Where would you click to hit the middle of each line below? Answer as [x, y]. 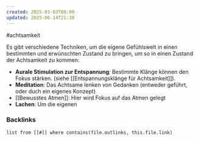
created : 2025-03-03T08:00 [40, 12]
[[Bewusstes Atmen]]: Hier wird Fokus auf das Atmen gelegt [90, 98]
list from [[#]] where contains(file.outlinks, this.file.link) [89, 132]
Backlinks [21, 120]
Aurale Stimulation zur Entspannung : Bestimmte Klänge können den [102, 71]
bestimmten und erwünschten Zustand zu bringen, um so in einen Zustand [100, 53]
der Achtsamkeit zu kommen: [43, 60]
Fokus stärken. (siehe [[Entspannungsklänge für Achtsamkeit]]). [95, 78]
